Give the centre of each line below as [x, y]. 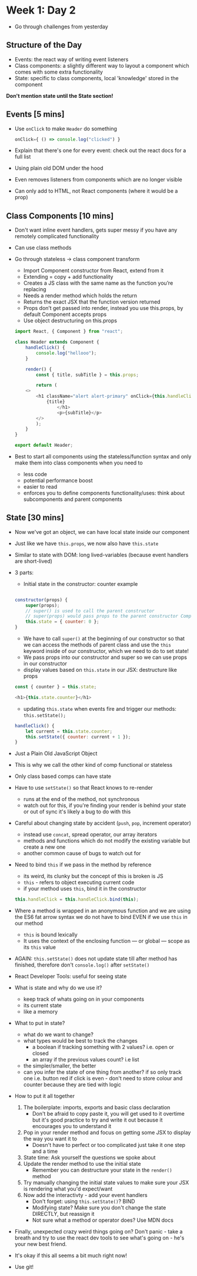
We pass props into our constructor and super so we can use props [105, 657]
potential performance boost [58, 480]
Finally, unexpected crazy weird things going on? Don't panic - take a [98, 1232]
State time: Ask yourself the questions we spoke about [89, 1158]
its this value [39, 947]
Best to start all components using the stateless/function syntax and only [103, 456]
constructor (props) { [41, 600]
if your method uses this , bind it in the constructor [85, 889]
